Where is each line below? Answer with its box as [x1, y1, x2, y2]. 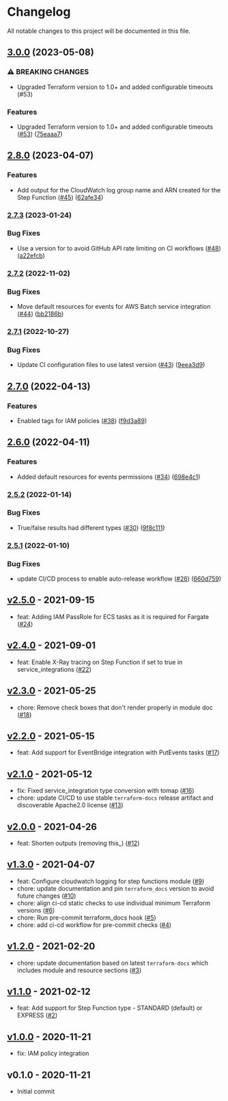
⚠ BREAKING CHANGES [7, 67, 89, 77]
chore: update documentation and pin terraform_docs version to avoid [16, 884, 214, 892]
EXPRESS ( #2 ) [16, 1011, 58, 1020]
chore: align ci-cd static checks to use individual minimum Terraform [16, 898, 210, 907]
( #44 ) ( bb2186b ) [16, 309, 64, 318]
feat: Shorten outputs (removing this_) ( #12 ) [16, 839, 140, 847]
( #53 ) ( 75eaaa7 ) [16, 129, 63, 138]
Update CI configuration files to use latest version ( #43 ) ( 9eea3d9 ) [16, 361, 205, 369]
